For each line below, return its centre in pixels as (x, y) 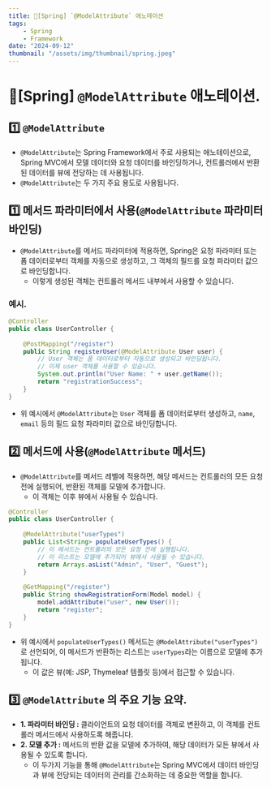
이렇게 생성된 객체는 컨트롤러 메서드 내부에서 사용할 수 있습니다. (133, 281)
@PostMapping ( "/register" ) (69, 344)
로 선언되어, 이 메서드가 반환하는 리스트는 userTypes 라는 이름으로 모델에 (134, 652)
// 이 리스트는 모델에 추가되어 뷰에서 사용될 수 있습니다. (121, 557)
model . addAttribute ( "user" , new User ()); (109, 602)
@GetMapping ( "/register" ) (67, 587)
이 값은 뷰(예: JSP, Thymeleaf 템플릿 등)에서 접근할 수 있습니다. (133, 672)
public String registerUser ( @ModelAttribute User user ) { (123, 351)
